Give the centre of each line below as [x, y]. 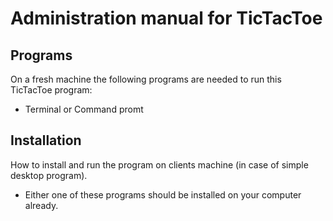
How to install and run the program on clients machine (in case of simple [159, 164]
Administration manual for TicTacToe [166, 18]
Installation [46, 140]
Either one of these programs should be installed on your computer [163, 194]
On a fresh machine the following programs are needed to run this [146, 79]
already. [41, 205]
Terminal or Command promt [84, 109]
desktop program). [49, 175]
